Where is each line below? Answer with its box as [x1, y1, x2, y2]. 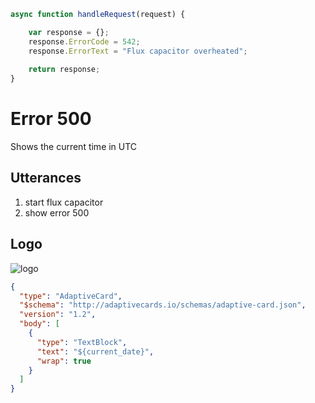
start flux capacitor [24, 196, 104, 208]
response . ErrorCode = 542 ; [28, 36, 141, 47]
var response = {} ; [28, 27, 110, 37]
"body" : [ [19, 319, 60, 329]
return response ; [28, 65, 101, 75]
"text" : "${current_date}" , [36, 346, 155, 357]
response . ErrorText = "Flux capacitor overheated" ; [28, 46, 248, 56]
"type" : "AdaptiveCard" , [19, 291, 123, 301]
